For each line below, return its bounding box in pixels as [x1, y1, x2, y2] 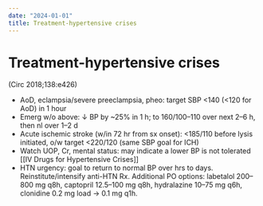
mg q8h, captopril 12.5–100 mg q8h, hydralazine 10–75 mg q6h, [35, 180, 243, 190]
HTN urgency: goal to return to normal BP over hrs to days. [19, 163, 214, 172]
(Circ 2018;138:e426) [8, 80, 78, 89]
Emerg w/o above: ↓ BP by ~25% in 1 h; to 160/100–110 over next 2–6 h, [19, 113, 256, 122]
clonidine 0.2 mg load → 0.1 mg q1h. [19, 188, 138, 198]
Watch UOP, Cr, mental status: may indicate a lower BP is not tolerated [19, 146, 251, 156]
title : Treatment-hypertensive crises [8, 19, 137, 27]
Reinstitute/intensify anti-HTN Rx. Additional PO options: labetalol [19, 172, 235, 181]
